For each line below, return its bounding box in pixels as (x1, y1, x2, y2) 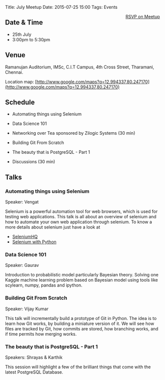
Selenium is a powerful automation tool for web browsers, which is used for (5, 208, 158, 214)
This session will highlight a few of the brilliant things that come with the (5, 364, 151, 370)
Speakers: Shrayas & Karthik (5, 354, 63, 360)
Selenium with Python (12, 239, 56, 245)
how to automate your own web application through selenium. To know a (5, 219, 152, 225)
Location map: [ (5, 79, 37, 85)
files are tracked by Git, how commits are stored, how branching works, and (5, 325, 159, 331)
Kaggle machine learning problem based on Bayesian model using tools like (5, 277, 158, 283)
